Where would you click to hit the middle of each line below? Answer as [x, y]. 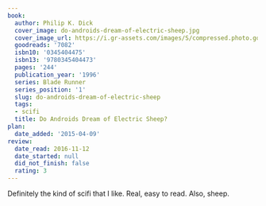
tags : [24, 104]
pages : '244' [36, 68]
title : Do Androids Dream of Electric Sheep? [91, 119]
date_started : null [47, 156]
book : [16, 16]
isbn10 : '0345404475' [50, 52]
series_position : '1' [50, 89]
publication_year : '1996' [58, 75]
